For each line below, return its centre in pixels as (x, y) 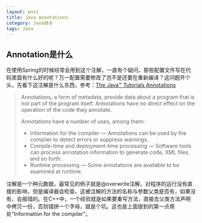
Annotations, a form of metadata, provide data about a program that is (108, 97)
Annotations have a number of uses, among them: (83, 121)
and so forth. (46, 159)
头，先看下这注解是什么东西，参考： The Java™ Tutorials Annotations (91, 85)
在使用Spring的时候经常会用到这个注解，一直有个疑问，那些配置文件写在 (96, 70)
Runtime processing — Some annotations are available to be (105, 165)
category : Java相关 (30, 23)
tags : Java (20, 29)
